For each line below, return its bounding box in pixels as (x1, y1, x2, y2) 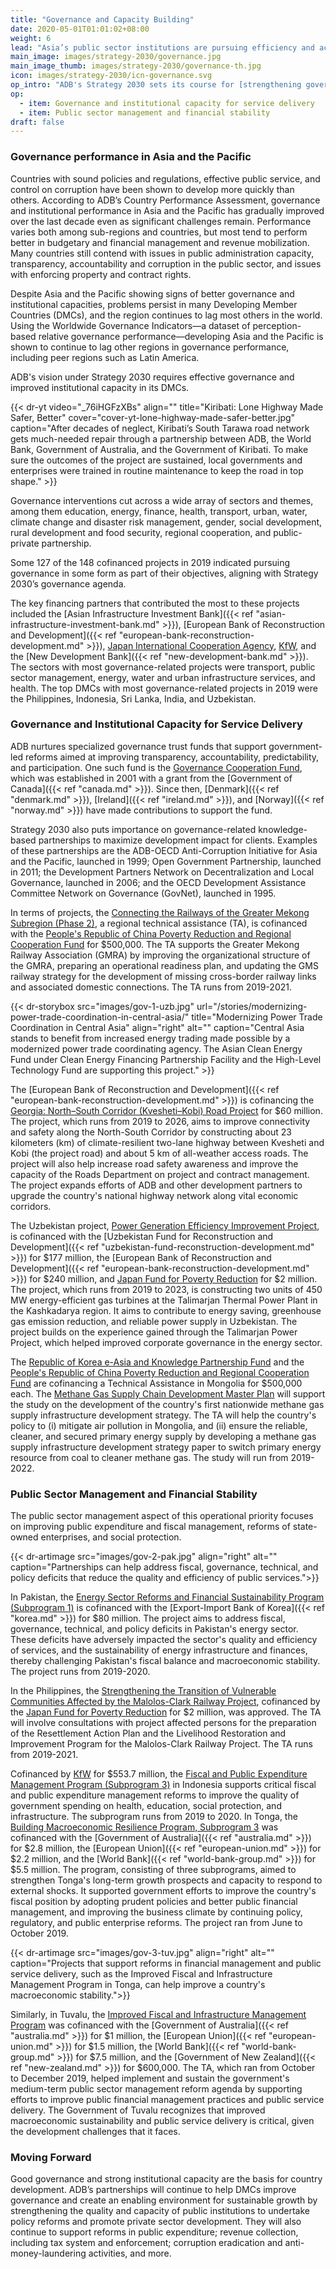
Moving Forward (10, 2151, 92, 2165)
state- (292, 1521, 318, 1533)
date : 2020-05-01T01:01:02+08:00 (10, 24, 150, 34)
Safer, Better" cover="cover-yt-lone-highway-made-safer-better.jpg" (10, 411, 296, 423)
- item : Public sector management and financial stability (19, 107, 271, 118)
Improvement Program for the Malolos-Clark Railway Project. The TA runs (10, 1738, 313, 1750)
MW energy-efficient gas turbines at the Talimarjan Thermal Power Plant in (10, 1294, 318, 1306)
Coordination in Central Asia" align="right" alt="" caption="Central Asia (10, 1021, 305, 1033)
